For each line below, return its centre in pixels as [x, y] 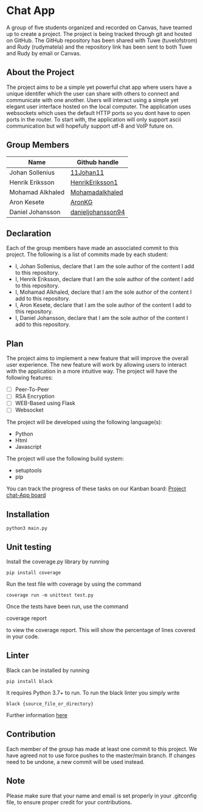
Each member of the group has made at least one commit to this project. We [102, 749]
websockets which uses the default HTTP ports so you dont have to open [98, 113]
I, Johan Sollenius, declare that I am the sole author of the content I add [105, 266]
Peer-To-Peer [32, 389]
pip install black [29, 681]
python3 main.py [27, 529]
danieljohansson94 [98, 212]
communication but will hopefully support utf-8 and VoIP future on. [90, 126]
